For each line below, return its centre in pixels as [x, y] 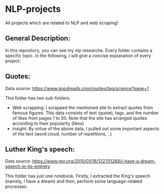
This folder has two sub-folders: [38, 98]
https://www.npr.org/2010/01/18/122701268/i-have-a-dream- [94, 161]
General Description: [38, 38]
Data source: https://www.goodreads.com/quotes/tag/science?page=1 [77, 88]
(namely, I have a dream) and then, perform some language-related [74, 181]
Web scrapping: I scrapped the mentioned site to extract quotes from [82, 107]
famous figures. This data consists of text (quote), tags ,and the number [85, 113]
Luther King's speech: [40, 149]
